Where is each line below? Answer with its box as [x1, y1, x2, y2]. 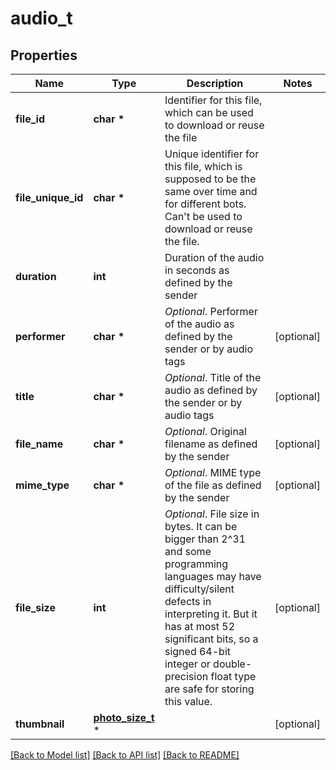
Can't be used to [164, 210, 243, 223]
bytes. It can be [164, 520, 238, 533]
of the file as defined [164, 478, 262, 492]
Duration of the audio [164, 251, 265, 264]
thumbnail [15, 717, 65, 731]
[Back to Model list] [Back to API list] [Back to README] [10, 749, 240, 761]
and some [164, 545, 212, 558]
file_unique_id [15, 191, 84, 204]
